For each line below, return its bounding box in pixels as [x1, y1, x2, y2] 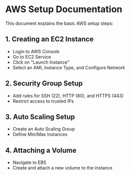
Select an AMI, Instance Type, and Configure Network [12, 64, 125, 70]
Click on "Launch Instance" [12, 59, 70, 65]
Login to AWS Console [12, 48, 60, 54]
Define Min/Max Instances [12, 132, 68, 138]
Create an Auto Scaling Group [12, 126, 75, 132]
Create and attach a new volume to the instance [12, 165, 113, 171]
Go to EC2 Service [12, 54, 52, 60]
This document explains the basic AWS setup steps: [5, 20, 114, 26]
